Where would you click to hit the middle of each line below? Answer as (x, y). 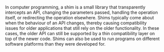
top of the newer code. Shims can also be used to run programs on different (82, 39)
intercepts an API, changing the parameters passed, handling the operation (82, 12)
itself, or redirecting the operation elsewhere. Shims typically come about (80, 18)
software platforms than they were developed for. (55, 44)
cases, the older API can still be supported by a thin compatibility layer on (80, 33)
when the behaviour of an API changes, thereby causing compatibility (76, 23)
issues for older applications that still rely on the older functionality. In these (82, 28)
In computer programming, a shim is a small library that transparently (75, 7)
